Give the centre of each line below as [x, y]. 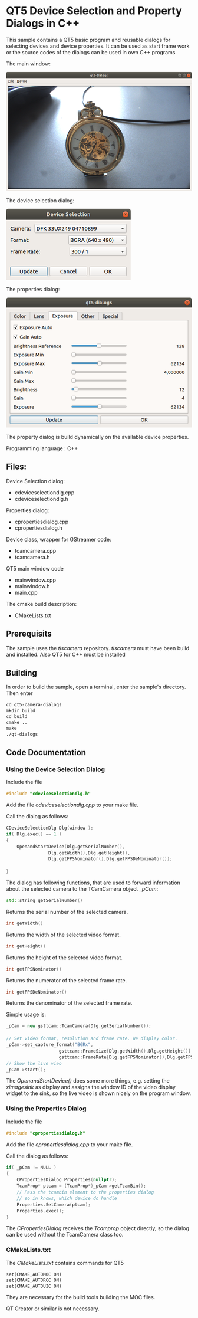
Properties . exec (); [41, 1211]
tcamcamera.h [32, 557]
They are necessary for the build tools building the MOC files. [81, 1297]
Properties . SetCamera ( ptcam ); [54, 1205]
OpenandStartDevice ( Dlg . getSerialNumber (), [71, 847]
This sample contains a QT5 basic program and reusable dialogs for [88, 40]
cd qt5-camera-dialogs [34, 705]
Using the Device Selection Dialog [55, 769]
